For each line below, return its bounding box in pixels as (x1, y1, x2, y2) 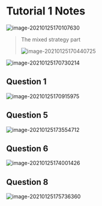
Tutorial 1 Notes (6, 4, 86, 18)
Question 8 (6, 176, 49, 187)
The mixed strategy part (20, 36, 81, 43)
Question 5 (6, 110, 49, 120)
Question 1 (6, 76, 47, 87)
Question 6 (6, 143, 49, 154)
